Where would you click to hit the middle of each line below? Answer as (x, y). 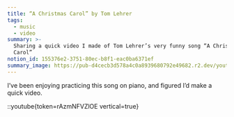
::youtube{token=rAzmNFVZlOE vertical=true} (73, 106)
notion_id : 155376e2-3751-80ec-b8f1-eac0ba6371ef (81, 59)
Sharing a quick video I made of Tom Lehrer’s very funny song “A (112, 46)
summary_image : (29, 65)
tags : (15, 20)
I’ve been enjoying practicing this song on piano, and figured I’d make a (110, 85)
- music (25, 26)
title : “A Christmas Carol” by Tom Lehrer (70, 14)
